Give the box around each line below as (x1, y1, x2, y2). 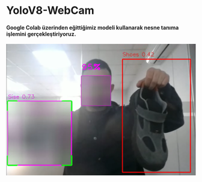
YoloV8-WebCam (6, 4, 94, 17)
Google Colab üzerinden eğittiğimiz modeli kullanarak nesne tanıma (6, 24, 179, 31)
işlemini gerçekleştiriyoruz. (6, 30, 76, 37)
